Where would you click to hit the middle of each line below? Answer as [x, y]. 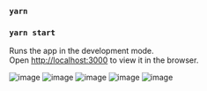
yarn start [32, 32]
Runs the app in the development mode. [81, 51]
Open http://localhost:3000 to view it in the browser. [104, 60]
